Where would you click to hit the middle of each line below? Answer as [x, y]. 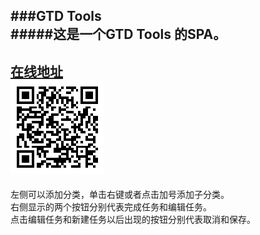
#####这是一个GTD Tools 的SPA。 [118, 34]
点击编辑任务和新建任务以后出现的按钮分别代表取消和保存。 [133, 220]
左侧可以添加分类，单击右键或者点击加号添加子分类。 [120, 195]
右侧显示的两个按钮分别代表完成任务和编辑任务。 [111, 207]
